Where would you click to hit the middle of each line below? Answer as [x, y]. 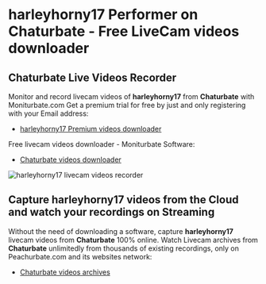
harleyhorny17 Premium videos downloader [91, 129]
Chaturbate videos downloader [70, 159]
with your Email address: [48, 113]
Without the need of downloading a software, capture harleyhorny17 [121, 231]
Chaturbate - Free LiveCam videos [124, 31]
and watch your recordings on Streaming [112, 212]
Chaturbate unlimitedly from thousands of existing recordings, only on [124, 248]
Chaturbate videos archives [65, 272]
